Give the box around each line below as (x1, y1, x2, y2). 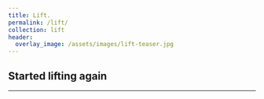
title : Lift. (8, 11, 51, 19)
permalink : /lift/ (8, 19, 68, 27)
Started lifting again (8, 69, 108, 83)
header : (8, 33, 34, 41)
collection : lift (8, 26, 65, 34)
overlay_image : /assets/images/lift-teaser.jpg (15, 41, 174, 48)
